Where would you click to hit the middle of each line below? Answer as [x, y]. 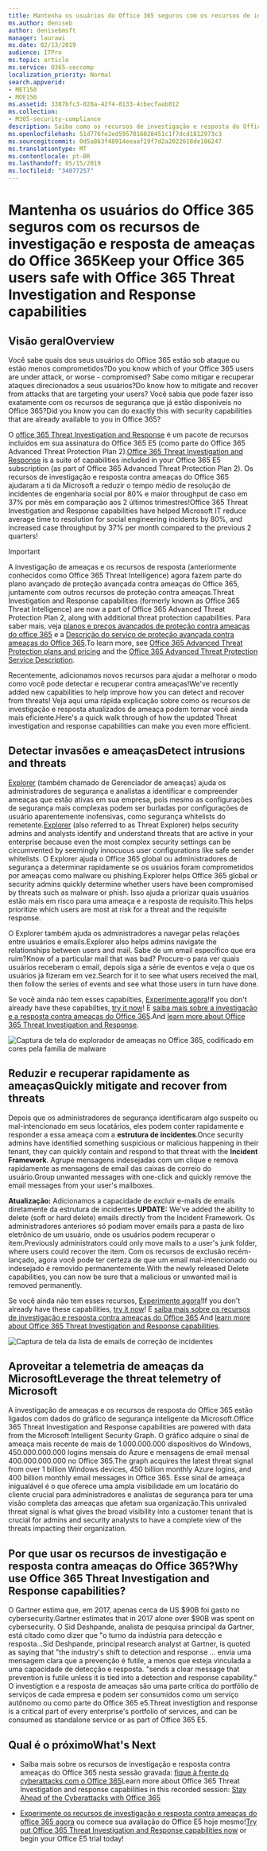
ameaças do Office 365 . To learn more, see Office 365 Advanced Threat [126, 643]
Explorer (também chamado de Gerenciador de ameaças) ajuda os [117, 782]
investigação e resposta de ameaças [132, 244]
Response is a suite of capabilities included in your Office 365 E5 [114, 460]
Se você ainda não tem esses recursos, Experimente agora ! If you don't [124, 1301]
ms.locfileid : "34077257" [51, 171]
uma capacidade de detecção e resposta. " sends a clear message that [124, 1669]
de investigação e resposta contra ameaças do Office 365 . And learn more [130, 1317]
